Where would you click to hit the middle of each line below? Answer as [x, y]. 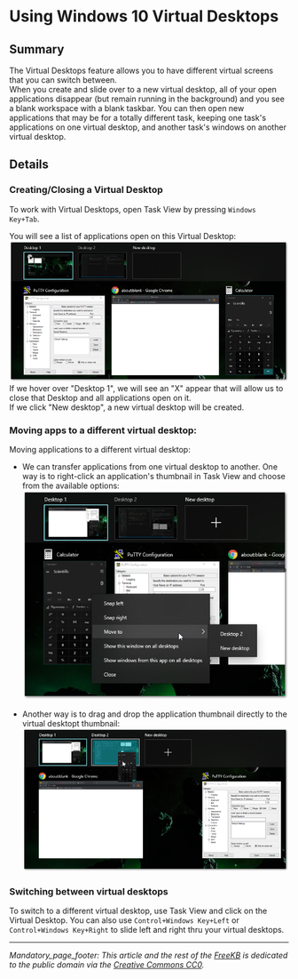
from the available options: [71, 485]
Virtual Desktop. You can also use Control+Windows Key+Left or [124, 920]
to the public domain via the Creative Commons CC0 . [107, 965]
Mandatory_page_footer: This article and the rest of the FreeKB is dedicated [149, 955]
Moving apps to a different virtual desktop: [103, 430]
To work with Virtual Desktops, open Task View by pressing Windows [133, 209]
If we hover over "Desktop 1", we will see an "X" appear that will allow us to [146, 388]
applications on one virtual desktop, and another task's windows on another [148, 127]
